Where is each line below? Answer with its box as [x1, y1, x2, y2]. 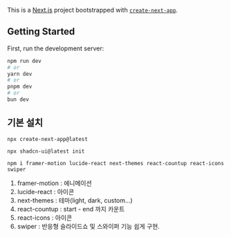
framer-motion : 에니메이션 [17, 179, 92, 187]
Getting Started [7, 26, 75, 37]
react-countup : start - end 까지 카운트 [17, 205, 125, 213]
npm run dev [7, 57, 41, 64]
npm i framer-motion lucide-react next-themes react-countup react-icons [7, 160, 225, 167]
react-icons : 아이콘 [17, 214, 73, 222]
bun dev [7, 96, 30, 103]
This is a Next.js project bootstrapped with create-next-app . [7, 6, 178, 14]
